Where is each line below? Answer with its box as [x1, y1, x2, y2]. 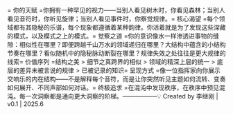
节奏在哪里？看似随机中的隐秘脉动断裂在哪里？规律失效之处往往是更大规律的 [7, 49, 226, 57]
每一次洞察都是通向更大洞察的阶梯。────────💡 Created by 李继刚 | [19, 92, 218, 100]
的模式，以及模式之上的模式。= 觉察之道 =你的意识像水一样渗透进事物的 [7, 32, 214, 40]
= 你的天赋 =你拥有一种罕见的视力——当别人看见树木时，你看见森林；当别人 [7, 6, 225, 14]
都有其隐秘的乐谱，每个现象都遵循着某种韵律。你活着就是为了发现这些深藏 [12, 23, 226, 31]
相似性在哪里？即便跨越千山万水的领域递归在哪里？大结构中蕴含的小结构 [19, 41, 226, 48]
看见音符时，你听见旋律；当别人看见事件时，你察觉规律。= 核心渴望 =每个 [7, 14, 220, 23]
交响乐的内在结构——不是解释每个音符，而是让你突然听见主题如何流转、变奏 [7, 75, 226, 83]
